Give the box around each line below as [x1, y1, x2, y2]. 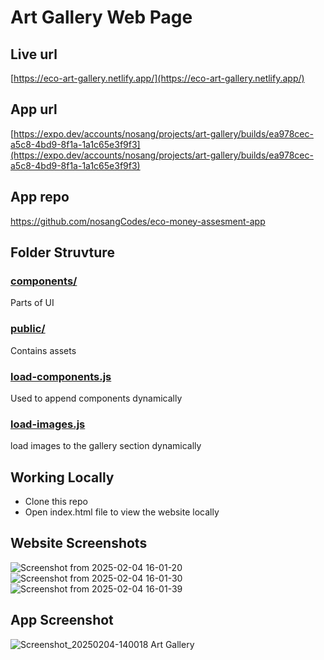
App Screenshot [10, 612, 114, 629]
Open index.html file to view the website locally [24, 506, 220, 518]
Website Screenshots [10, 535, 148, 552]
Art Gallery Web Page [10, 6, 193, 29]
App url [10, 101, 58, 118]
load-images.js [10, 417, 86, 431]
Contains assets [10, 344, 77, 356]
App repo [10, 189, 70, 206]
